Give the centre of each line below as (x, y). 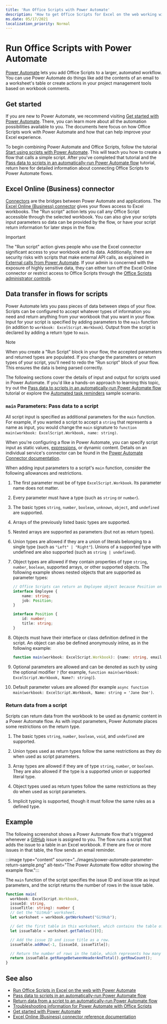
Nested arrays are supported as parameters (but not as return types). (84, 532)
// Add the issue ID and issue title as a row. (60, 940)
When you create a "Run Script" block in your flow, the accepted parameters (84, 352)
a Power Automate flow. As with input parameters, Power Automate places (82, 721)
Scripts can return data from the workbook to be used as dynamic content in (84, 716)
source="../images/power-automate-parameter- (105, 859)
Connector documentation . (33, 458)
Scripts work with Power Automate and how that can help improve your (78, 132)
